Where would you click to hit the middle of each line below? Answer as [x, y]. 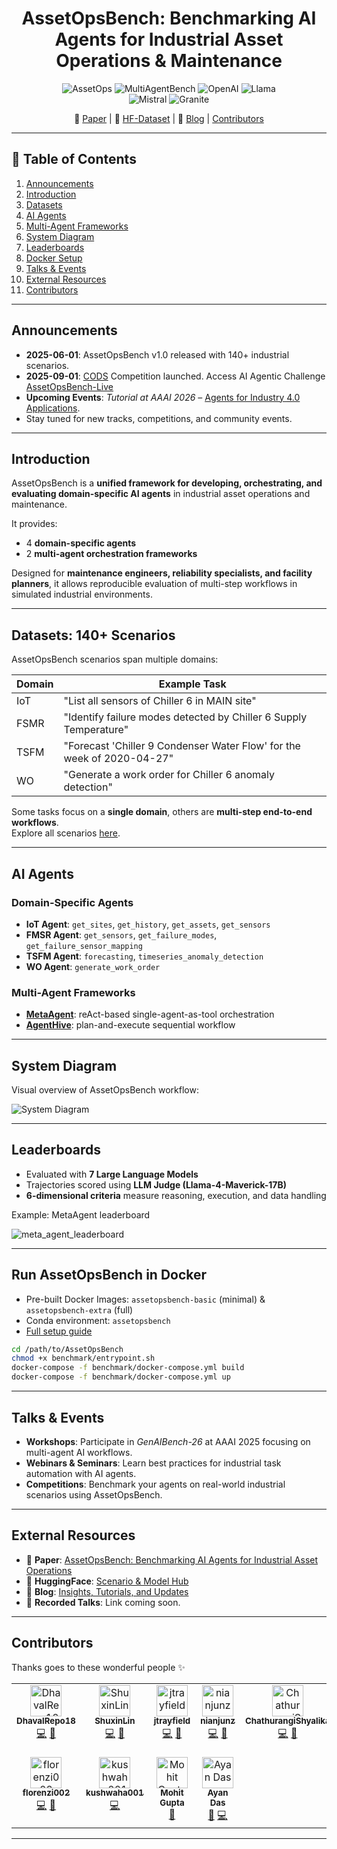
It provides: [34, 524]
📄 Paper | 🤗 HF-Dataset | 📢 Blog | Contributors [169, 118]
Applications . [53, 408]
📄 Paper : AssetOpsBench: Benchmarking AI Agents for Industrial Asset [172, 1559]
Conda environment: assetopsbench [98, 1320]
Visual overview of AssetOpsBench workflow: [105, 1089]
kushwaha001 [114, 1793]
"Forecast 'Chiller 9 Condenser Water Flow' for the [182, 746]
